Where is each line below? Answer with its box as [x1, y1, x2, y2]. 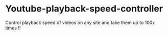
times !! [5, 24, 21, 30]
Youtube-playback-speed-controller [5, 3, 163, 14]
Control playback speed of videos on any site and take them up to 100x [5, 19, 155, 25]
